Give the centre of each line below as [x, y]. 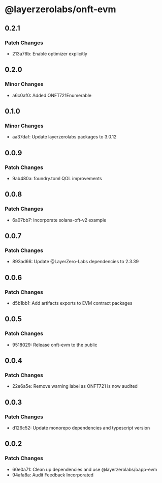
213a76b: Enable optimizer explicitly [50, 53]
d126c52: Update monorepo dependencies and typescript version [81, 428]
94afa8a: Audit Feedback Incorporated [53, 475]
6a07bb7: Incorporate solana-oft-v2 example [59, 220]
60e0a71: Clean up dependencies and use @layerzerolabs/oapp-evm [85, 469]
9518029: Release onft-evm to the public [55, 345]
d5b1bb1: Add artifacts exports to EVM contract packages [72, 303]
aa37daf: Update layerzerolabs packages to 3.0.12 [64, 137]
